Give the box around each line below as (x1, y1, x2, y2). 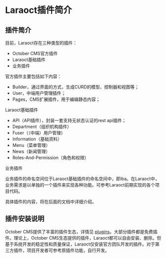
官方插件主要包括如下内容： (5, 73, 62, 79)
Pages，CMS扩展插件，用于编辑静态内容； (12, 96, 101, 102)
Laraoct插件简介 (5, 4, 72, 16)
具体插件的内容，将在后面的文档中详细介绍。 (5, 199, 97, 204)
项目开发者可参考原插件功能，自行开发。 (26, 247, 110, 253)
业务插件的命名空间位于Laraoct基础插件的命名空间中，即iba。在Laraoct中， (5, 176, 160, 182)
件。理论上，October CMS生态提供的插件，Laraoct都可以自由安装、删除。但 (5, 235, 162, 241)
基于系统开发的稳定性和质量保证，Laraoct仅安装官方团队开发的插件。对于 (5, 241, 155, 247)
